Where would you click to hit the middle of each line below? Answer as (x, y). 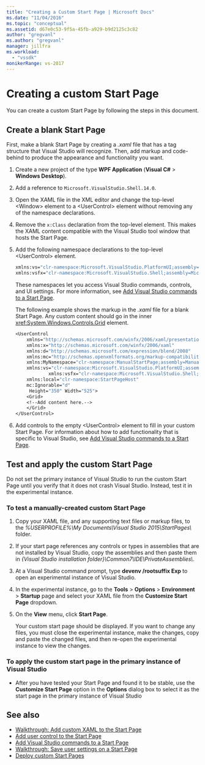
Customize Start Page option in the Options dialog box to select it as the (107, 689)
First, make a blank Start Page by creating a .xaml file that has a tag (91, 145)
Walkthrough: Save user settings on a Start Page (76, 749)
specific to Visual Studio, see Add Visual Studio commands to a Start (102, 438)
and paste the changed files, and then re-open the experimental (96, 639)
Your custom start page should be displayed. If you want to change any (105, 626)
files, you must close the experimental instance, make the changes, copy (107, 633)
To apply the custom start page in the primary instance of (94, 661)
